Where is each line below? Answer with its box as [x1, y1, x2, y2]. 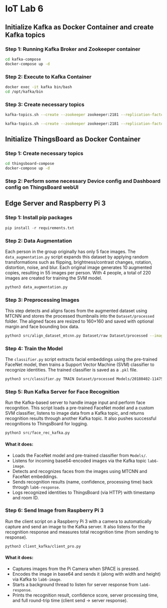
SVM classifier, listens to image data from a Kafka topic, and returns [5, 410, 145, 416]
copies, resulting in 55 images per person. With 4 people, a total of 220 [5, 269, 151, 275]
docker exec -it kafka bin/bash [5, 84, 72, 90]
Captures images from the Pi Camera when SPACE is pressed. [12, 566, 140, 572]
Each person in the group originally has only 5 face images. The [5, 248, 136, 254]
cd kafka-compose [5, 57, 41, 62]
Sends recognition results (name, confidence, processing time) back [12, 479, 153, 485]
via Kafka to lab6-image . [12, 576, 62, 582]
